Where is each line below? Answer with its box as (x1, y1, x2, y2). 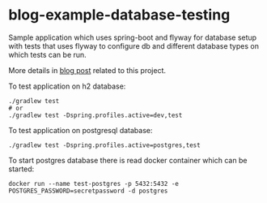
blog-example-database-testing (8, 6, 231, 24)
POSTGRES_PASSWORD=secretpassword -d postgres (8, 187, 168, 195)
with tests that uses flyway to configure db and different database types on (8, 41, 259, 50)
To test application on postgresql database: (8, 125, 153, 135)
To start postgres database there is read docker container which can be (8, 155, 248, 165)
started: (8, 164, 35, 174)
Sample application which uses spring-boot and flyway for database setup (8, 32, 257, 42)
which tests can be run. (8, 50, 87, 59)
